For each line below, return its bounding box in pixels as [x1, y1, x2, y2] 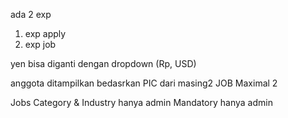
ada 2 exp [10, 9, 52, 20]
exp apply [24, 28, 67, 39]
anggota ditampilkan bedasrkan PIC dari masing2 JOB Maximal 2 [10, 77, 278, 89]
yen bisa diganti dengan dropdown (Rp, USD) [10, 58, 197, 69]
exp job [24, 39, 57, 50]
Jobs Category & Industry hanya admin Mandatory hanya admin [10, 97, 273, 108]
